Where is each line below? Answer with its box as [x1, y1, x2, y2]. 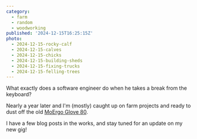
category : [6, 8, 31, 15]
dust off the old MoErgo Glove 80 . [6, 109, 88, 116]
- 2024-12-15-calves [11, 47, 62, 53]
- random [11, 19, 33, 25]
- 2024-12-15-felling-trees [11, 69, 81, 74]
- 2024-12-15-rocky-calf [11, 42, 72, 48]
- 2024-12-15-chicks [11, 52, 62, 58]
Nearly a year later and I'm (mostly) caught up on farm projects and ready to [6, 102, 191, 109]
